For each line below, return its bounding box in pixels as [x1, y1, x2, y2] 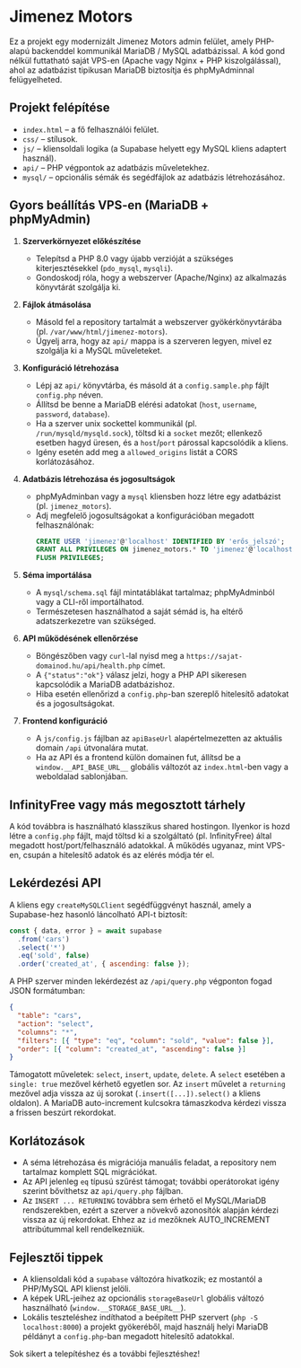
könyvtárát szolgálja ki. [35, 281, 121, 293]
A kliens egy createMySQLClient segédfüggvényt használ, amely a [9, 899, 253, 910]
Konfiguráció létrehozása [21, 362, 119, 373]
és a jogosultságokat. [35, 698, 115, 709]
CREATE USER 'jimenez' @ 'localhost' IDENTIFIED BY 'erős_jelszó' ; [35, 537, 285, 546]
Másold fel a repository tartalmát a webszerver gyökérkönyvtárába [35, 316, 282, 327]
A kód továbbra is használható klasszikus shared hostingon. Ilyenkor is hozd [9, 821, 291, 831]
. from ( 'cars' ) [17, 934, 70, 943]
